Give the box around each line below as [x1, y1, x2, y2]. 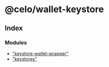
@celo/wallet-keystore [5, 4, 104, 15]
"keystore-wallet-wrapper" [12, 50, 69, 56]
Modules [5, 39, 28, 46]
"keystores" [12, 56, 37, 62]
